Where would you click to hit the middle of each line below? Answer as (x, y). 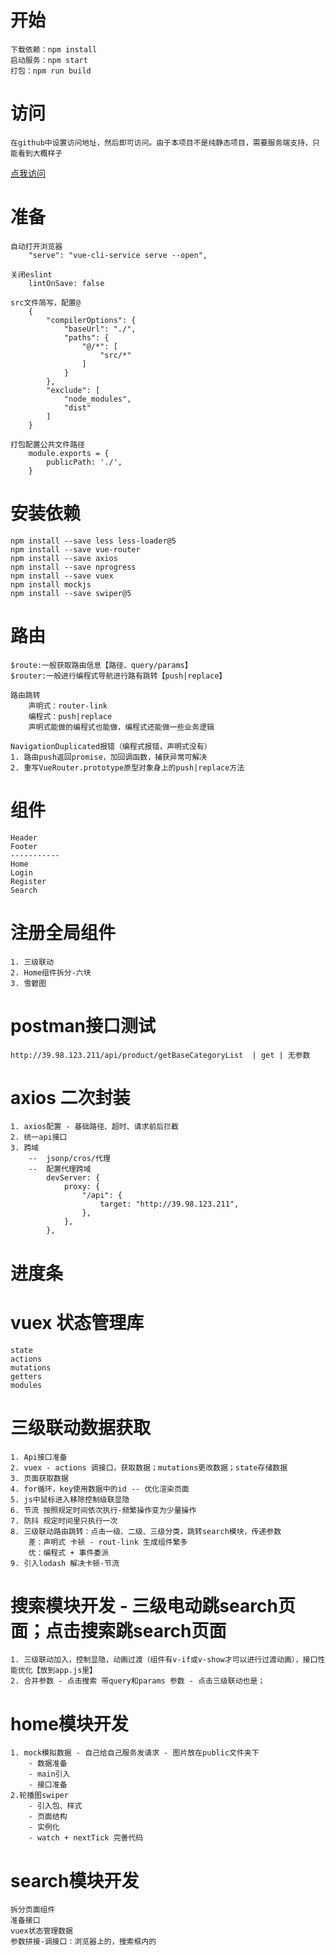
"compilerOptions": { (91, 320)
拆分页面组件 (33, 1910)
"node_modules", (97, 399)
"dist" (77, 407)
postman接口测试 (83, 1025)
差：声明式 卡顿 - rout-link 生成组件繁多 (108, 1542)
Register (28, 881)
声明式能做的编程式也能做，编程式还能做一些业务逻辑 (121, 727)
